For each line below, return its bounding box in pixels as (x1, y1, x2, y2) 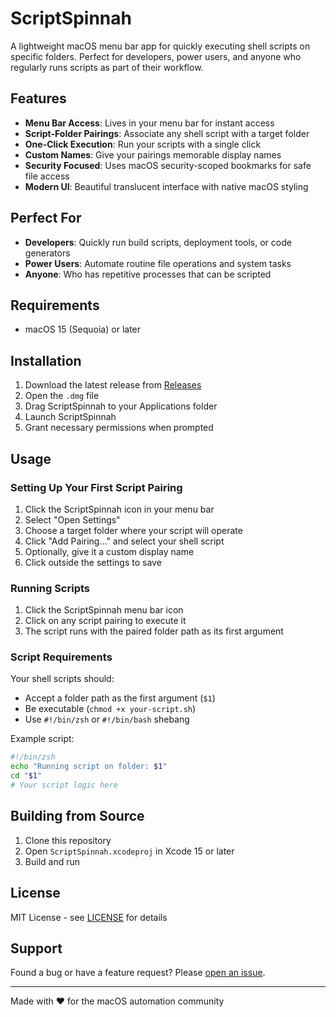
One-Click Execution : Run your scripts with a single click (24, 138, 262, 150)
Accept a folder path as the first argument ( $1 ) (24, 692, 216, 704)
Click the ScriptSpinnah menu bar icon (24, 604, 184, 616)
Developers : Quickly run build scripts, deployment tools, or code (24, 236, 292, 248)
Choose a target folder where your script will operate (24, 524, 243, 536)
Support (10, 940, 63, 957)
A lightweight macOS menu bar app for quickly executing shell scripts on (10, 40, 311, 52)
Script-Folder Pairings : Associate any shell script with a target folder (24, 127, 310, 139)
